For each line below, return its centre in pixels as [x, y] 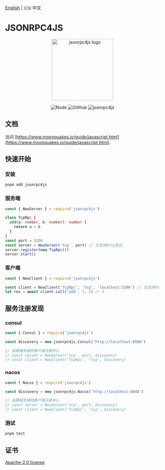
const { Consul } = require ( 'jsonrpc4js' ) [49, 333]
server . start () [21, 254]
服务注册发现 [25, 308]
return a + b [27, 227]
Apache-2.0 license [25, 462]
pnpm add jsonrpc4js [26, 185]
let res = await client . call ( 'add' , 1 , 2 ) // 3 [55, 292]
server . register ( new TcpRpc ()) [37, 250]
